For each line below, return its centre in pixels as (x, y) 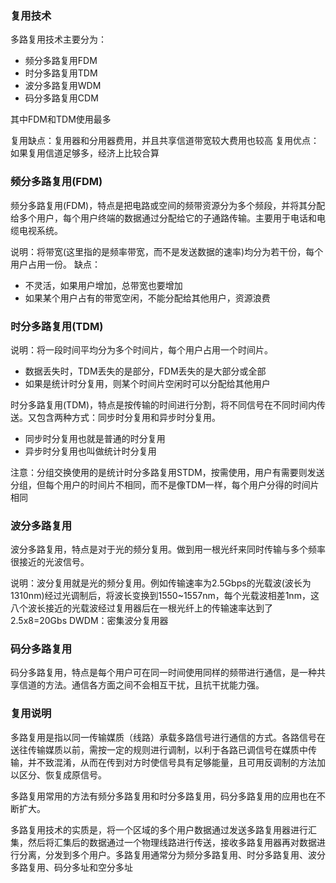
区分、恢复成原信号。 (62, 774)
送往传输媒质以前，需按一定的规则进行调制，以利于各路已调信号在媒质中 (159, 749)
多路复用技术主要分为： (58, 39)
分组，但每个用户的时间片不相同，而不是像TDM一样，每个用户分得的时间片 (165, 484)
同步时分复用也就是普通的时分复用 (95, 438)
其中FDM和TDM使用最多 (61, 119)
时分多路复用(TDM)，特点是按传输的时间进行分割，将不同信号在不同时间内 (163, 404)
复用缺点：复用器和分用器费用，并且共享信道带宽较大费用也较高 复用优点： (165, 141)
